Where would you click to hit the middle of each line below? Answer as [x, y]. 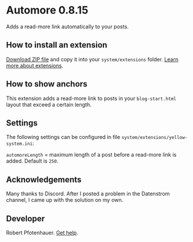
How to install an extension [57, 45]
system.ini [19, 144]
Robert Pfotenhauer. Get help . [42, 233]
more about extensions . [35, 65]
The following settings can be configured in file [63, 137]
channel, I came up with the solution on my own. [65, 200]
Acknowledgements [44, 179]
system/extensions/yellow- [154, 138]
